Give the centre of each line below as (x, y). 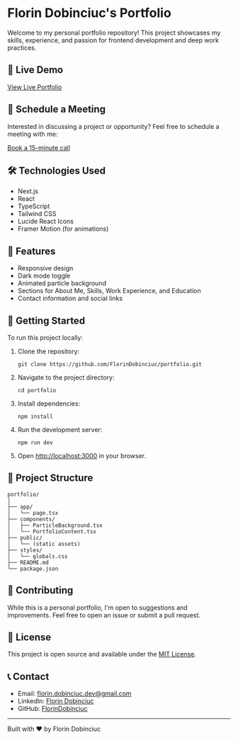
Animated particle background (62, 283)
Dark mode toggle (44, 276)
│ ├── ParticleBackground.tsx (55, 525)
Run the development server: (60, 429)
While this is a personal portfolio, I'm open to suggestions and (97, 608)
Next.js (28, 191)
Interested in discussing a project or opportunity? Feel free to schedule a (113, 126)
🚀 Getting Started (46, 320)
